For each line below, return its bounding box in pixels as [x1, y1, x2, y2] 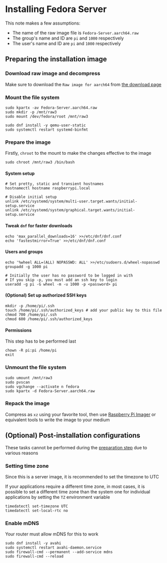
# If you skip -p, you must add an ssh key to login [5, 277, 117, 283]
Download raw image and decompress [5, 70, 100, 77]
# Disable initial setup [5, 194, 57, 200]
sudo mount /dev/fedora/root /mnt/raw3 [5, 114, 88, 119]
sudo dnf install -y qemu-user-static [5, 123, 86, 128]
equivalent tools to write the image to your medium [5, 417, 110, 423]
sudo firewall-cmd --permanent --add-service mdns [5, 549, 113, 554]
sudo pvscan [5, 380, 30, 385]
